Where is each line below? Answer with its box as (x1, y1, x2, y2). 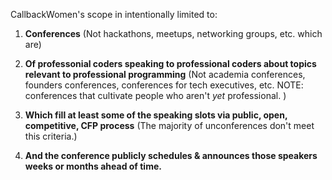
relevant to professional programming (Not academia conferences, (24, 69, 306, 80)
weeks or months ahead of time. (24, 160, 162, 172)
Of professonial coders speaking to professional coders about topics (24, 58, 317, 69)
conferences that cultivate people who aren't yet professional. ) (24, 90, 287, 101)
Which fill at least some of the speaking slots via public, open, (24, 109, 288, 121)
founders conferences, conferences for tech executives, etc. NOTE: (24, 79, 304, 91)
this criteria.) (24, 130, 78, 142)
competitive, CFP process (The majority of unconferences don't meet (24, 120, 315, 131)
